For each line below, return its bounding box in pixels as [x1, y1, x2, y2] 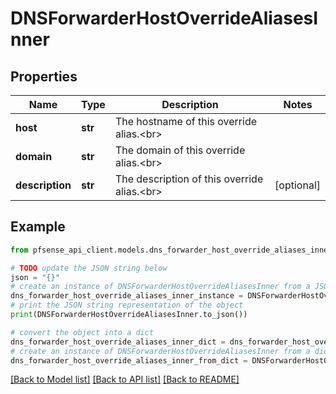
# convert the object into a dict [10, 327, 155, 337]
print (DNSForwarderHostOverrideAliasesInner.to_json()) [10, 310, 248, 320]
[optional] [274, 178, 321, 192]
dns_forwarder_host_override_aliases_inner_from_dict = [10, 355, 248, 366]
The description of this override [114, 172, 264, 186]
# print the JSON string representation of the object [10, 300, 244, 311]
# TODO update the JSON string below [10, 263, 168, 273]
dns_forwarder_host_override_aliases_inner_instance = [10, 291, 244, 301]
